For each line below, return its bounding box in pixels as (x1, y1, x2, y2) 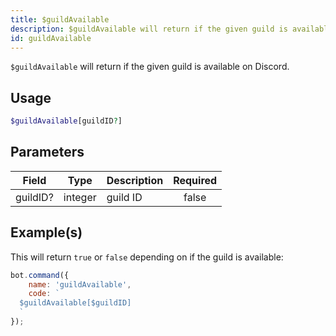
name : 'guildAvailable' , (28, 279, 132, 290)
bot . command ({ (10, 270, 70, 280)
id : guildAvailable (10, 33, 92, 43)
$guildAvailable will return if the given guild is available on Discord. (10, 61, 290, 73)
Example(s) (10, 224, 83, 241)
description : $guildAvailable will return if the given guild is (10, 24, 288, 34)
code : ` (28, 289, 60, 299)
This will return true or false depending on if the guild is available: (10, 251, 284, 263)
